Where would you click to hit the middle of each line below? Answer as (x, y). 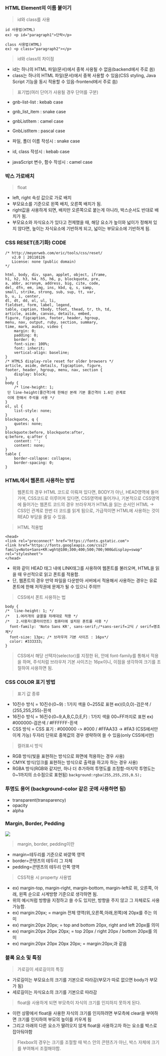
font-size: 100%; (32, 344)
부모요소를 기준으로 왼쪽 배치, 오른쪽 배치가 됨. (57, 203)
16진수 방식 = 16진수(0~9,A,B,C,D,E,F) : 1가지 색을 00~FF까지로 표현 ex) (83, 717)
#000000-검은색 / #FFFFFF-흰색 (45, 723)
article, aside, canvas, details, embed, (48, 313)
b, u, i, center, (23, 296)
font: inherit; (30, 348)
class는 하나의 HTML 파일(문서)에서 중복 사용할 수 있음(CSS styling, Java (84, 76)
